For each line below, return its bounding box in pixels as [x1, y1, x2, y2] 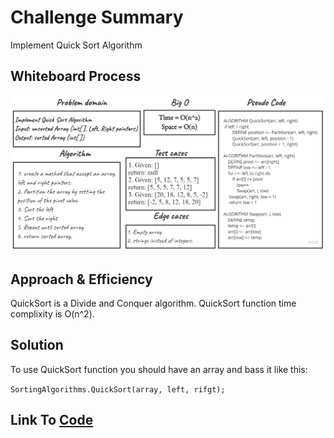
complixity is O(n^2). [10, 308, 95, 320]
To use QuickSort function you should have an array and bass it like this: [10, 363, 308, 375]
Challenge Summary [10, 6, 184, 29]
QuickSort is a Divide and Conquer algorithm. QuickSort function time [10, 297, 297, 310]
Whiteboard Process [10, 68, 142, 85]
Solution [10, 337, 64, 354]
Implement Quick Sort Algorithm [10, 39, 143, 51]
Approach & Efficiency [10, 271, 153, 288]
